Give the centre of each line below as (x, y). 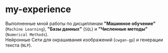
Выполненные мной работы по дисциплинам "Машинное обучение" (80, 23)
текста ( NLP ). (19, 45)
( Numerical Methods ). (27, 34)
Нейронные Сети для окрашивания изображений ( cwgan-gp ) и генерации (84, 40)
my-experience (38, 9)
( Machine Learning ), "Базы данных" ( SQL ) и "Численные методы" (77, 29)
